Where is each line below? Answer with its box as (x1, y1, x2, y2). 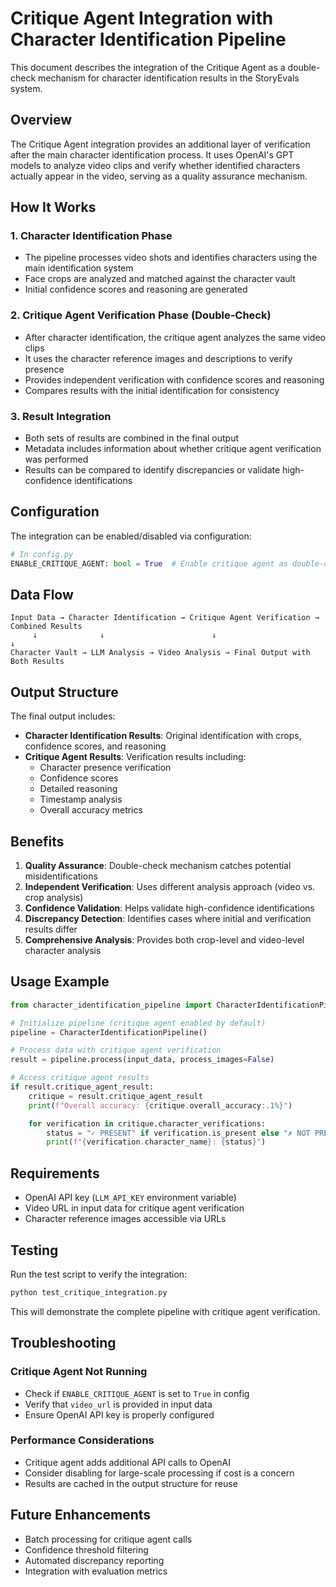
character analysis (24, 945, 102, 957)
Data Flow (10, 586, 74, 603)
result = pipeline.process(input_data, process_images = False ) (10, 1055, 275, 1065)
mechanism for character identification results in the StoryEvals (38, 72, 300, 84)
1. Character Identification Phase (10, 229, 173, 243)
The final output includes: (10, 710, 116, 722)
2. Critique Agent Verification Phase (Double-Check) (10, 308, 272, 322)
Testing (10, 1242, 59, 1259)
